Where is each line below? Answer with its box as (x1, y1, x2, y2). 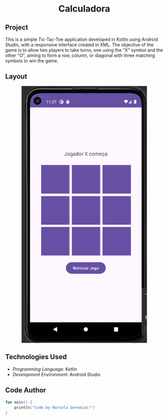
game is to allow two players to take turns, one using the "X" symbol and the (5, 47, 163, 53)
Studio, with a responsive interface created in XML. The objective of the (5, 42, 154, 48)
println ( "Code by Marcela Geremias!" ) (14, 405, 95, 410)
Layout (5, 72, 28, 81)
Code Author (5, 386, 47, 395)
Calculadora (58, 3, 110, 15)
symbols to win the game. (5, 58, 59, 63)
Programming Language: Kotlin (12, 366, 77, 372)
